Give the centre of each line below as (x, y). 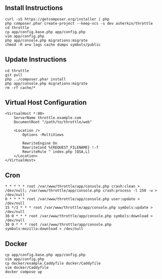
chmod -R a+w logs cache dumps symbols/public (53, 45)
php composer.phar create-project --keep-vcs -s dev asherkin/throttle (79, 23)
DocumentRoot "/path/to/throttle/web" (53, 122)
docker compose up (24, 272)
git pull (14, 75)
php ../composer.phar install (36, 79)
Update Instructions (36, 59)
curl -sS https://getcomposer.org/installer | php (57, 19)
